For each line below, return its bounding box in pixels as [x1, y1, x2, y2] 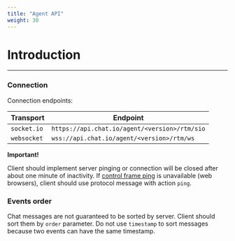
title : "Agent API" [7, 10, 64, 17]
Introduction [7, 47, 81, 63]
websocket [10, 134, 43, 142]
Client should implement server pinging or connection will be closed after [7, 163, 219, 172]
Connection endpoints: [7, 96, 73, 105]
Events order [7, 196, 52, 206]
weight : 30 [7, 17, 39, 24]
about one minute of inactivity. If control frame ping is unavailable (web [7, 171, 213, 180]
